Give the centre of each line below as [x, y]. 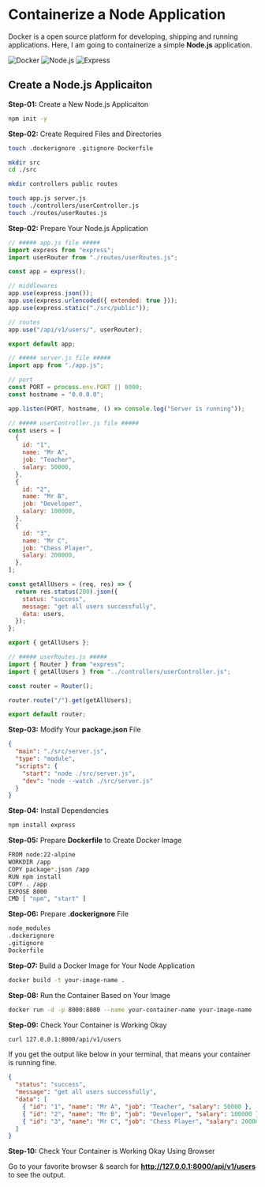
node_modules [30, 928]
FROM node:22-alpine [42, 855]
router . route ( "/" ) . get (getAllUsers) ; [70, 700]
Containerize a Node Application [117, 15]
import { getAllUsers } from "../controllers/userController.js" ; [119, 671]
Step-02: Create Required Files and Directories [85, 134]
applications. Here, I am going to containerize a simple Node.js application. [130, 44]
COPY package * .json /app [49, 869]
